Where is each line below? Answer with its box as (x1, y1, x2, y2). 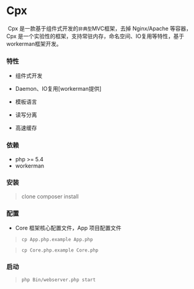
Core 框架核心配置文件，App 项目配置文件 (15, 225, 122, 232)
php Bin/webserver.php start (21, 277, 96, 283)
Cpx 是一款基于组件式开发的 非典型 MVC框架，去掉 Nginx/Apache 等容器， (7, 25, 192, 32)
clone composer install (21, 193, 79, 200)
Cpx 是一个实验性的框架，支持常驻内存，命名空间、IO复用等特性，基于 (6, 32, 185, 40)
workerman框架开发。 (6, 40, 62, 47)
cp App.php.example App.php (21, 237, 93, 243)
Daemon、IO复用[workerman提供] (15, 85, 102, 93)
